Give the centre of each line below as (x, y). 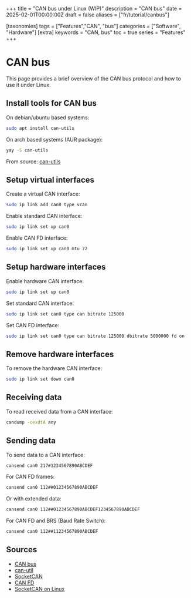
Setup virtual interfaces (50, 179)
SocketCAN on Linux (40, 589)
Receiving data (34, 397)
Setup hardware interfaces (56, 267)
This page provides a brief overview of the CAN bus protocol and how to (94, 78)
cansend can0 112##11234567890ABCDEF (52, 532)
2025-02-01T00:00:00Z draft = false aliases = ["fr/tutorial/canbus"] (88, 15)
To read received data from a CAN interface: (59, 411)
